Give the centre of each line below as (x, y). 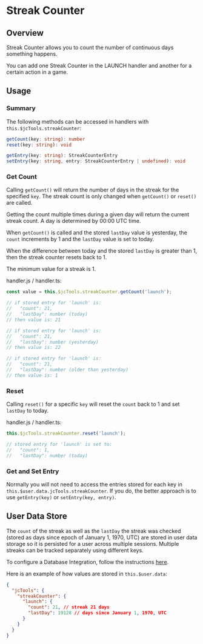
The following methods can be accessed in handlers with (78, 121)
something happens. (32, 54)
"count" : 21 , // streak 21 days (69, 607)
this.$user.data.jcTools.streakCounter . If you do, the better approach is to (101, 491)
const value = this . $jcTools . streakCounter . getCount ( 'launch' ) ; (89, 292)
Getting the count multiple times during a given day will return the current (98, 214)
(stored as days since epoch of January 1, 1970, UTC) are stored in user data (102, 537)
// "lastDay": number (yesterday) (52, 342)
